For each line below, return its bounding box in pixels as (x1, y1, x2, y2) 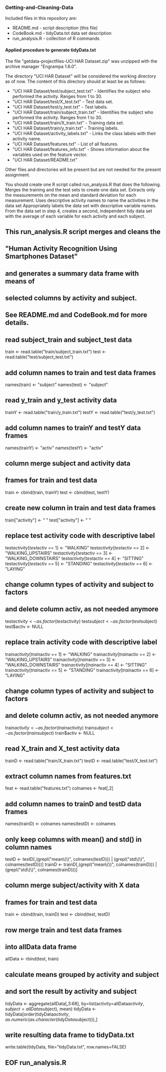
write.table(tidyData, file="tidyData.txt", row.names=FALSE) (5, 1044, 126, 1050)
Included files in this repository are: (5, 15, 77, 21)
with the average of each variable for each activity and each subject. (5, 213, 146, 219)
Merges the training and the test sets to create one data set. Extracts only (5, 186, 155, 193)
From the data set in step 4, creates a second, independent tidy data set (5, 208, 153, 214)
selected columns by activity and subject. (5, 294, 137, 302)
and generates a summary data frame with (5, 269, 139, 277)
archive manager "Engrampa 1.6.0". (5, 63, 77, 69)
